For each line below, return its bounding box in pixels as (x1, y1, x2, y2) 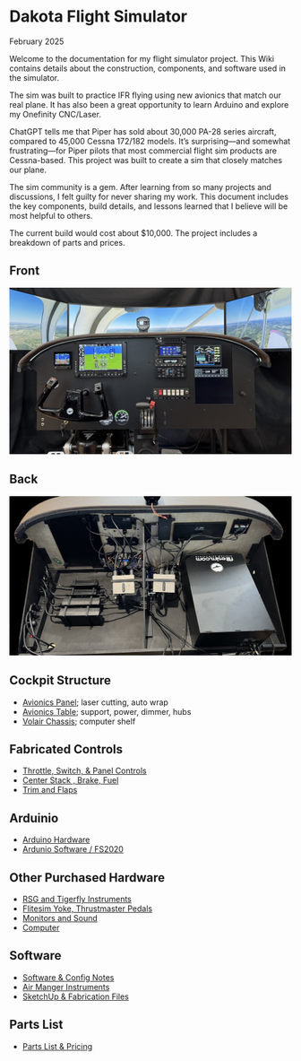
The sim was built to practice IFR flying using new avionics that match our (9, 90, 282, 100)
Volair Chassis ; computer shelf (21, 716, 136, 726)
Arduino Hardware (21, 834, 90, 845)
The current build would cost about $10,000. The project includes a (9, 227, 258, 239)
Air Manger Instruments (21, 981, 110, 992)
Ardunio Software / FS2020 (21, 844, 124, 855)
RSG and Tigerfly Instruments (21, 894, 133, 905)
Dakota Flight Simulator (9, 6, 188, 27)
